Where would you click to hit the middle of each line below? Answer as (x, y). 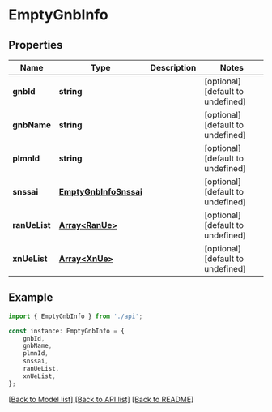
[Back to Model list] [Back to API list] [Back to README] (101, 399)
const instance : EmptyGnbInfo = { (67, 331)
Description (173, 68)
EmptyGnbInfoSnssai (101, 192)
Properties (36, 45)
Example (31, 298)
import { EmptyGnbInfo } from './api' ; (76, 316)
